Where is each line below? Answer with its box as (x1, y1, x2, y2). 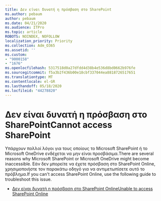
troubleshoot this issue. (5, 176, 52, 182)
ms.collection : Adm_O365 (5, 43, 55, 48)
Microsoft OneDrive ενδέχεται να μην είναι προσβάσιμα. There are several (5, 151, 154, 156)
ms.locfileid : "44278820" (5, 88, 57, 93)
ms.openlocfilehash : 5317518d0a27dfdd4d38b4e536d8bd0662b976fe (5, 66, 136, 71)
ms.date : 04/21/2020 (5, 20, 47, 26)
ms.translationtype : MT (5, 75, 53, 79)
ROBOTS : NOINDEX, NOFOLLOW (5, 34, 60, 39)
